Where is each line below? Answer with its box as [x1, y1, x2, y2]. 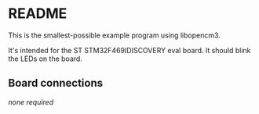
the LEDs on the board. [8, 54, 82, 63]
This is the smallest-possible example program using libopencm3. [8, 30, 221, 40]
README [8, 5, 67, 23]
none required [8, 97, 54, 106]
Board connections [8, 77, 104, 90]
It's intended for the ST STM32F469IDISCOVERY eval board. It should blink [8, 45, 251, 55]
